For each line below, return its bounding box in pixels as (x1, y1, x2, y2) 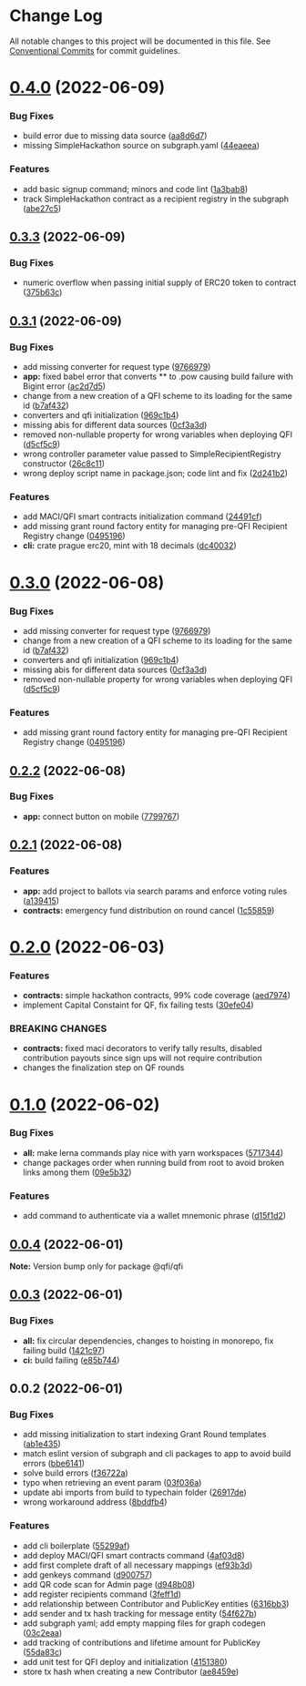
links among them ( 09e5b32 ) (22, 1167, 132, 1178)
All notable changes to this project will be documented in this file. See (9, 36, 271, 46)
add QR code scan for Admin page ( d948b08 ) (22, 1579, 196, 1589)
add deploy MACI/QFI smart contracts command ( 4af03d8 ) (22, 1549, 246, 1560)
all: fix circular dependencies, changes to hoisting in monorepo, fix (22, 1335, 274, 1346)
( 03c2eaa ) (22, 1627, 63, 1638)
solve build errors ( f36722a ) (22, 1467, 129, 1478)
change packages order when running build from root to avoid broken (22, 1157, 285, 1168)
